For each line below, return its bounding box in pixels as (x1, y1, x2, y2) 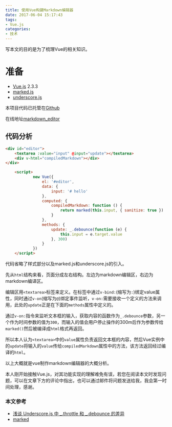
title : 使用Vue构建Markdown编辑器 (5, 7, 74, 13)
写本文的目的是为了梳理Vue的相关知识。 (5, 46, 91, 52)
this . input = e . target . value (60, 231, 123, 237)
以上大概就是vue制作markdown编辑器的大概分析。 (5, 360, 112, 366)
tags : (5, 17, 17, 22)
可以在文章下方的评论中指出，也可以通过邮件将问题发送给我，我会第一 (14, 378, 162, 383)
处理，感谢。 (9, 384, 37, 390)
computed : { (41, 198, 68, 203)
